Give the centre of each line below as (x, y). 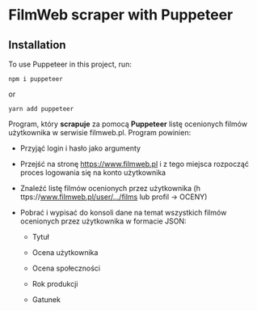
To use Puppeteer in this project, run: (70, 64)
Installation (37, 45)
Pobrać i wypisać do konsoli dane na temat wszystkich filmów (123, 213)
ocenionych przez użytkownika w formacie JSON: (103, 221)
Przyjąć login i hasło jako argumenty (80, 148)
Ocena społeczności (66, 268)
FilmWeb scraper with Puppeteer (121, 15)
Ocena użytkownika (65, 252)
